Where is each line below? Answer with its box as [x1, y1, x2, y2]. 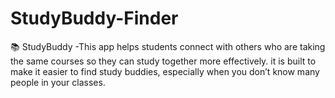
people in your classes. [10, 76, 106, 88]
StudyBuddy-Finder [10, 7, 179, 30]
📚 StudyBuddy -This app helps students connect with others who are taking [10, 40, 326, 52]
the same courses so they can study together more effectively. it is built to [10, 55, 317, 67]
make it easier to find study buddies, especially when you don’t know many [10, 65, 320, 77]
